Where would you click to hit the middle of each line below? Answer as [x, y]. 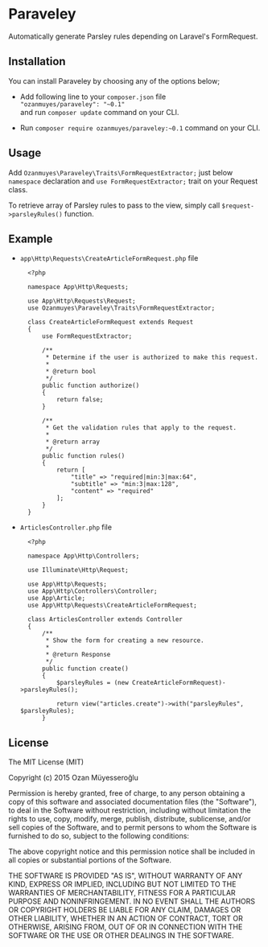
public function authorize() [91, 386]
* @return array [73, 442]
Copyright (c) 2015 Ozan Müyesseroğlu [73, 778]
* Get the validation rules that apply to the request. [141, 428]
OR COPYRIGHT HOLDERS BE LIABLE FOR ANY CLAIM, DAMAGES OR [125, 910]
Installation [37, 62]
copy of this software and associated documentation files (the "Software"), [133, 802]
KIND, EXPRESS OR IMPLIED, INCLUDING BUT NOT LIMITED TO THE [122, 884]
